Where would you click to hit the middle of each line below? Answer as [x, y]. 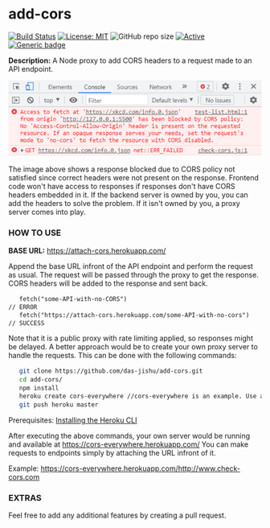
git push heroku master [59, 405]
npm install [39, 388]
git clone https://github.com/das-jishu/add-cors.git [111, 371]
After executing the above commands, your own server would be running [129, 436]
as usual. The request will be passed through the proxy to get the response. [134, 274]
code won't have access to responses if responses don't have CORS [122, 187]
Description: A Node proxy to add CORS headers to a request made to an [130, 60]
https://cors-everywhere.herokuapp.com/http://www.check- [141, 468]
